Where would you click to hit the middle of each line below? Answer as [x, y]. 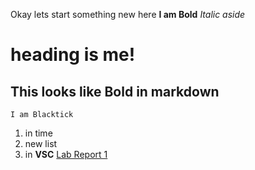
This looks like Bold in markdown [115, 91]
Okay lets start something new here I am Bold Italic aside [128, 14]
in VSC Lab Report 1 [66, 154]
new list [41, 143]
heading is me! [73, 55]
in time [38, 133]
